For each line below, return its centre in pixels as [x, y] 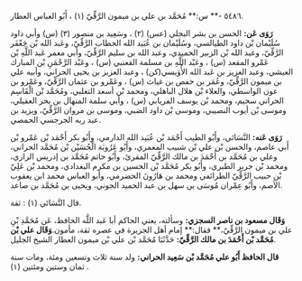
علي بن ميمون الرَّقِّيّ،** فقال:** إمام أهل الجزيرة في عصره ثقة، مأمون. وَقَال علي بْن [151, 229]
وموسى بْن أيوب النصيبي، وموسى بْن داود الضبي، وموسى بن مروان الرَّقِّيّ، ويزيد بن [148, 110]
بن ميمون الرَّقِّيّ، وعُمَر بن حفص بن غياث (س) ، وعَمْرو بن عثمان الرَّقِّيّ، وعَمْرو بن [146, 81]
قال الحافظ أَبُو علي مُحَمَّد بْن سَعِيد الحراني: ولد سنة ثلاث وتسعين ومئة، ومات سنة [145, 257]
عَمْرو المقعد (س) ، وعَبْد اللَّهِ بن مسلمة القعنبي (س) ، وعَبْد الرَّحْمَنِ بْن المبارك [140, 62]
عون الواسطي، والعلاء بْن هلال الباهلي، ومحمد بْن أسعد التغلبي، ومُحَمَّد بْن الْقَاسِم [144, 91]
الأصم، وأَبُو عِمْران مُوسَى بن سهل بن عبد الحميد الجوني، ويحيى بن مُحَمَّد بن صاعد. [146, 185]
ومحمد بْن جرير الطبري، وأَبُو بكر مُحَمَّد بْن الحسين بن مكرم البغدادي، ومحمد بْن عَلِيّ [149, 166]
